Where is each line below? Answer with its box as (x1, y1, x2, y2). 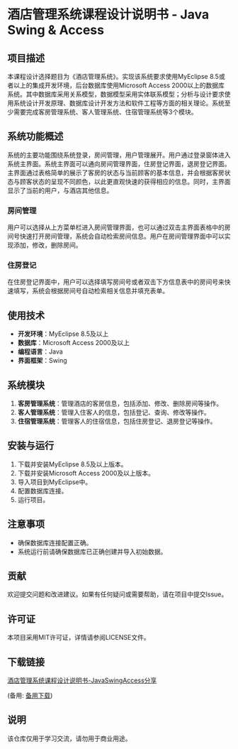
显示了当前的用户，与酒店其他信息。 (7, 186, 113, 195)
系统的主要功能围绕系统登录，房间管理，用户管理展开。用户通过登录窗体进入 (7, 151, 231, 159)
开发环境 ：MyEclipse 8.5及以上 (17, 329, 109, 338)
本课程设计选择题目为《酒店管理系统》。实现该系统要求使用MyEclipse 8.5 (7, 72, 220, 80)
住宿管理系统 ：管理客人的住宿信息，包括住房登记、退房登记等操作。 (17, 417, 217, 426)
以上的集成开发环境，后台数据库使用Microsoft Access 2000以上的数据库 (13, 81, 225, 89)
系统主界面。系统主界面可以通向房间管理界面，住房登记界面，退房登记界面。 (7, 159, 231, 168)
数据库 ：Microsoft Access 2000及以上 (17, 339, 130, 347)
